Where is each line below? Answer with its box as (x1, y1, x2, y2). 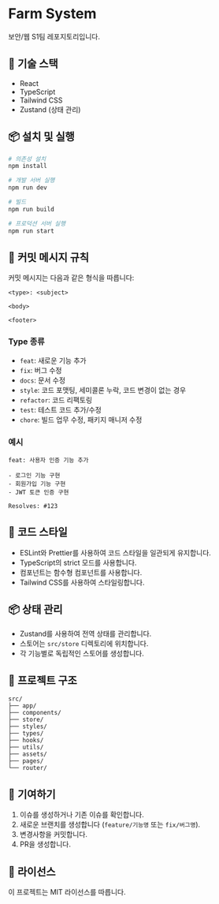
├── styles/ (8, 723, 47, 730)
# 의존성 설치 (8, 155, 46, 162)
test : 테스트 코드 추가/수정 (19, 405, 102, 414)
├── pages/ (8, 757, 44, 765)
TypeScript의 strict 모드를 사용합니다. (19, 558, 137, 567)
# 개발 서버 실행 (8, 177, 55, 185)
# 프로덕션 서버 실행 (8, 219, 66, 227)
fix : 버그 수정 (19, 365, 62, 375)
